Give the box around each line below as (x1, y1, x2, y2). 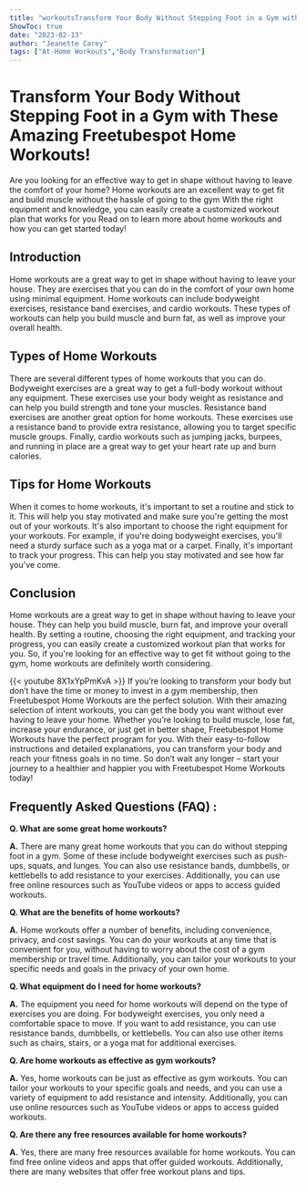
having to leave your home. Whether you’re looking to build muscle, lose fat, (9, 715, 295, 726)
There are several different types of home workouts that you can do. (9, 373, 266, 384)
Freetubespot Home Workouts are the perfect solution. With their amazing (9, 695, 287, 706)
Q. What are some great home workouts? (9, 823, 168, 834)
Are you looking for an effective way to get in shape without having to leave (9, 175, 293, 186)
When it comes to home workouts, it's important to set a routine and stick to (9, 500, 294, 511)
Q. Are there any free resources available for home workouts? (9, 1129, 248, 1140)
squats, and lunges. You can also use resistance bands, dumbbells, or (27, 861, 291, 871)
